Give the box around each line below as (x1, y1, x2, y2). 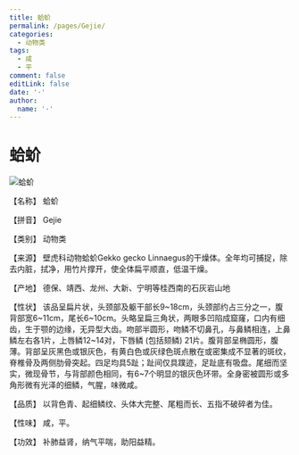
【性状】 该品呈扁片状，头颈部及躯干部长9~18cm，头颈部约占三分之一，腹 (9, 302, 284, 312)
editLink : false (9, 79, 70, 88)
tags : (9, 46, 29, 55)
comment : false (9, 71, 66, 80)
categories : (9, 29, 54, 38)
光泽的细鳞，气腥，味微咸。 (39, 380, 143, 391)
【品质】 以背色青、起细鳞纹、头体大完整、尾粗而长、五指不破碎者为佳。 (9, 399, 278, 409)
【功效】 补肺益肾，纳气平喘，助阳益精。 (9, 436, 161, 447)
